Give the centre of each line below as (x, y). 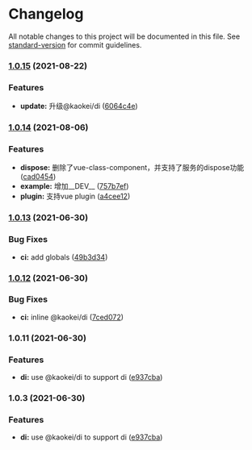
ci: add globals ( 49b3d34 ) (64, 257)
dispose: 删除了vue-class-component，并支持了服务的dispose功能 (132, 168)
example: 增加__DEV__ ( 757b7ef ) (74, 186)
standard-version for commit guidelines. (75, 44)
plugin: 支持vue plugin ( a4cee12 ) (75, 196)
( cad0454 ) (38, 177)
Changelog (46, 14)
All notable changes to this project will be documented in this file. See (124, 36)
